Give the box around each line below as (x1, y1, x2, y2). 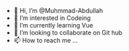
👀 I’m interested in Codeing (13, 14, 91, 22)
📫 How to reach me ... (13, 37, 78, 44)
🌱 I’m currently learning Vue (13, 21, 93, 29)
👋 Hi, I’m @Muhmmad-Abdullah (13, 7, 103, 14)
